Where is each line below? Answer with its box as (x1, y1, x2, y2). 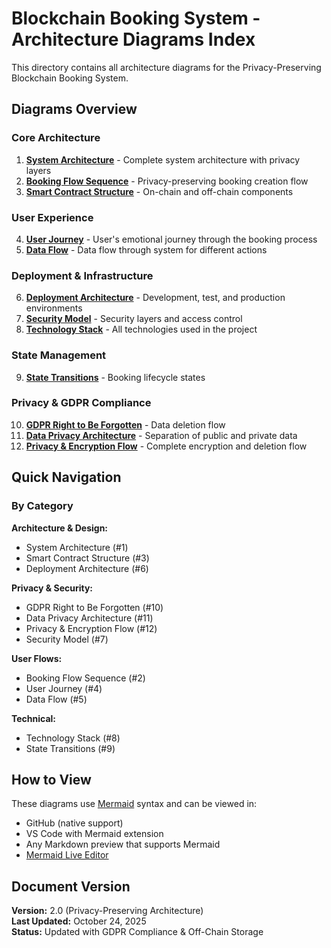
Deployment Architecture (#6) (25, 562, 149, 574)
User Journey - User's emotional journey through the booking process (25, 233, 318, 245)
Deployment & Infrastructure (11, 268, 154, 282)
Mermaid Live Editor (25, 849, 109, 861)
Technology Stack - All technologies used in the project (25, 323, 258, 336)
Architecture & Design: (11, 522, 109, 534)
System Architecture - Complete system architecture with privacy (25, 153, 301, 166)
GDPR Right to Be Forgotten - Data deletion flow (25, 418, 226, 431)
